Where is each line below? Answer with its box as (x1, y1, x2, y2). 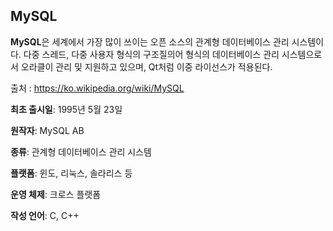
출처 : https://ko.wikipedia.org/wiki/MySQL (10, 82, 185, 94)
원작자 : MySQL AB (10, 124, 85, 136)
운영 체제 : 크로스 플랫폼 (10, 188, 102, 200)
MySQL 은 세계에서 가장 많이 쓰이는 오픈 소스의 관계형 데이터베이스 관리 (10, 35, 290, 48)
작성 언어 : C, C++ (10, 209, 80, 221)
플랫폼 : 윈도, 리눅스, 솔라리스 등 (10, 167, 133, 179)
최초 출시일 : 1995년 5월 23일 (10, 103, 123, 115)
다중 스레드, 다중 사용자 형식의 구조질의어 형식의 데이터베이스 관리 (23, 48, 280, 60)
